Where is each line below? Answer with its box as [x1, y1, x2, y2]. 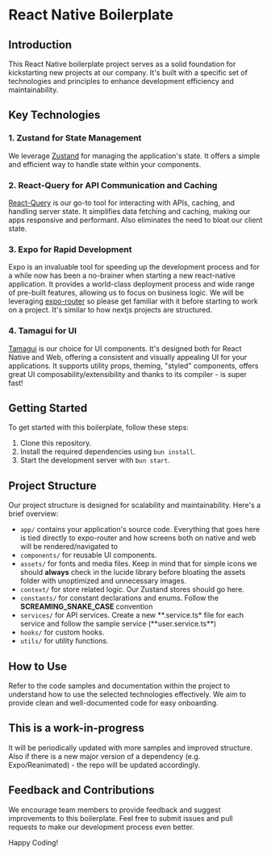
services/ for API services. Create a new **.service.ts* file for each [19, 610, 244, 620]
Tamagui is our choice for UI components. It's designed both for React [8, 343, 242, 353]
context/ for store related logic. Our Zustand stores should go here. [19, 585, 244, 594]
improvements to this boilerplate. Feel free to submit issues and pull [8, 813, 234, 823]
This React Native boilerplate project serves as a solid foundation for [8, 59, 236, 69]
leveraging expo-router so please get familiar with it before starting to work [8, 296, 258, 306]
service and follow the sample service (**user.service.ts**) [19, 619, 217, 629]
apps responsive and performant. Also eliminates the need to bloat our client [8, 215, 263, 224]
